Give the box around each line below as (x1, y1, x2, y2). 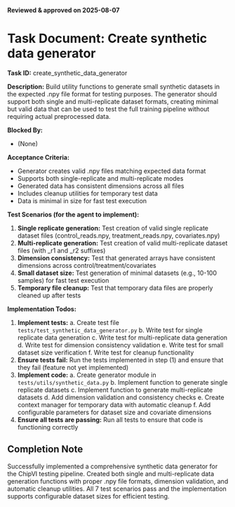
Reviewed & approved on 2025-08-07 (7, 6, 120, 14)
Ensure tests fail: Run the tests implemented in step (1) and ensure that (17, 355, 224, 364)
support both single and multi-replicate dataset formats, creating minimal (7, 97, 219, 105)
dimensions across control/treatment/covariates (17, 261, 156, 269)
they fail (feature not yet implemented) (17, 363, 129, 371)
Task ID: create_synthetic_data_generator (7, 68, 128, 77)
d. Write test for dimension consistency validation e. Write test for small (17, 340, 224, 349)
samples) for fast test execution (17, 276, 109, 284)
